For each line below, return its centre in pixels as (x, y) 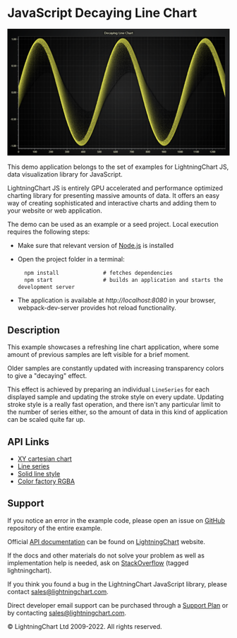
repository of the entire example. (55, 528)
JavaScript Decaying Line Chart (102, 13)
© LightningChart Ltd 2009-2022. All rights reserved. (85, 626)
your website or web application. (55, 211)
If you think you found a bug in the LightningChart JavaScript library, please (117, 584)
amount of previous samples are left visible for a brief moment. (99, 355)
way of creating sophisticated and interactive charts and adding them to (112, 203)
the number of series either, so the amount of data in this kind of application (117, 412)
